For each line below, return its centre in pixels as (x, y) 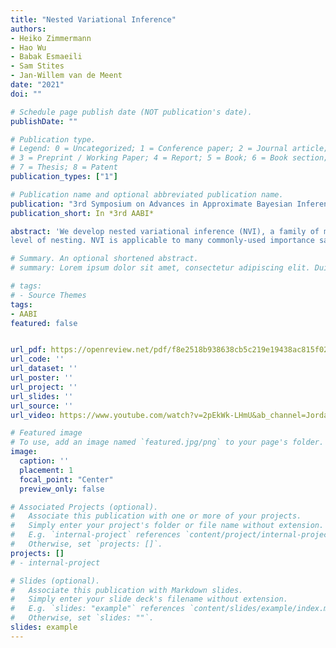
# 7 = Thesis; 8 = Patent (64, 167)
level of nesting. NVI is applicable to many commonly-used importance (162, 241)
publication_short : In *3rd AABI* (82, 213)
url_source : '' (42, 406)
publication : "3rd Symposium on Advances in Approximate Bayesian (151, 204)
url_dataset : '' (44, 369)
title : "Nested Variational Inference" (93, 19)
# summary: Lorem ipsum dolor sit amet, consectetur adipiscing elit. (160, 268)
